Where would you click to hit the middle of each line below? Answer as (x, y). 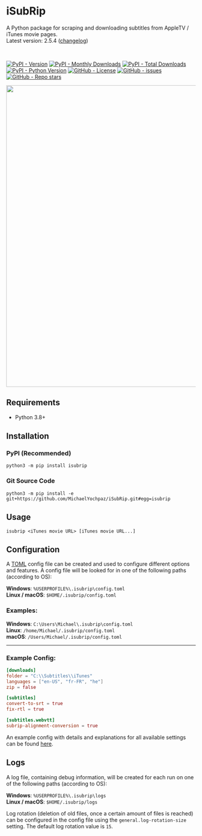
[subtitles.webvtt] (31, 720)
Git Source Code (31, 481)
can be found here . (30, 744)
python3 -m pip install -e (40, 493)
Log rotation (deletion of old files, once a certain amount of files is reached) (100, 813)
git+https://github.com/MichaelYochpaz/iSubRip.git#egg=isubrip (88, 499)
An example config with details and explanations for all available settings (96, 737)
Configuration (33, 549)
